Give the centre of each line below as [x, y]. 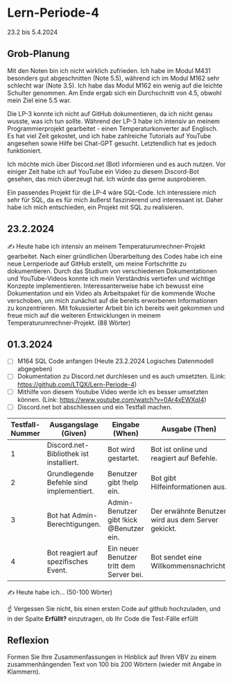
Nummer [25, 433]
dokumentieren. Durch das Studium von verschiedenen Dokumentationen [112, 271]
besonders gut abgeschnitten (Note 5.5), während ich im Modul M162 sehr [113, 78]
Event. [57, 570]
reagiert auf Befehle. [184, 458]
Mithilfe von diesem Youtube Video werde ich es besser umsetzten [113, 391]
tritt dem [121, 566]
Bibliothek [63, 453]
